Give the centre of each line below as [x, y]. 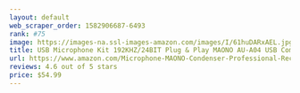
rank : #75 [28, 34]
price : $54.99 [36, 75]
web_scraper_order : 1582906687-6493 [77, 26]
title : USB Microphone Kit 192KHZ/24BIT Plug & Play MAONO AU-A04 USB [143, 50]
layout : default [39, 17]
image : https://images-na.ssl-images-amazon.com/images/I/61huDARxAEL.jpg [151, 42]
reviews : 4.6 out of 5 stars [63, 67]
